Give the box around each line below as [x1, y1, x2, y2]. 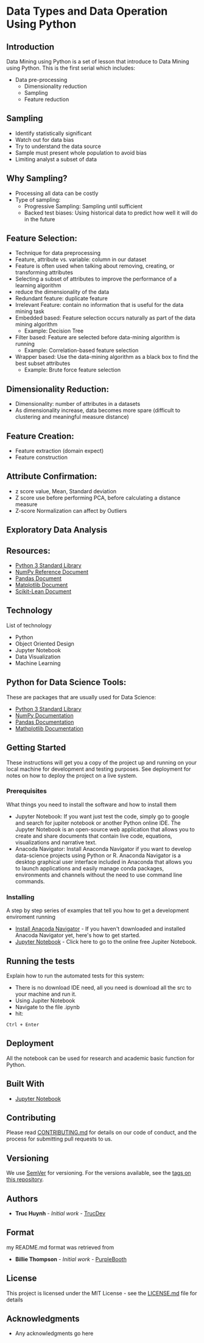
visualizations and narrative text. [15, 839, 97, 846]
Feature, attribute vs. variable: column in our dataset [15, 256, 147, 263]
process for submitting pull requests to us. [6, 1135, 113, 1142]
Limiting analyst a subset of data [15, 155, 97, 163]
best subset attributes [15, 359, 71, 367]
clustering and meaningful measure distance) [15, 413, 129, 421]
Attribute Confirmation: [6, 471, 97, 482]
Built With [6, 1079, 44, 1089]
